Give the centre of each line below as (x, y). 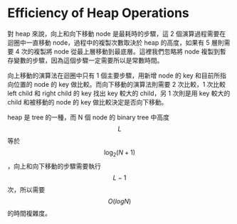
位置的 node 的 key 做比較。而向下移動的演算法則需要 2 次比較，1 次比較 (120, 84)
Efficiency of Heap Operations (99, 13)
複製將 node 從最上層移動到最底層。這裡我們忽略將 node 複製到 (127, 51)
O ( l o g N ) (120, 201)
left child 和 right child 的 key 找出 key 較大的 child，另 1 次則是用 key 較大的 (119, 93)
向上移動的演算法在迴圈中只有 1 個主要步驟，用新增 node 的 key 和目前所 (114, 75)
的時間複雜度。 (29, 213)
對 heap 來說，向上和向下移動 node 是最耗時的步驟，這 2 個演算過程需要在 (117, 33)
